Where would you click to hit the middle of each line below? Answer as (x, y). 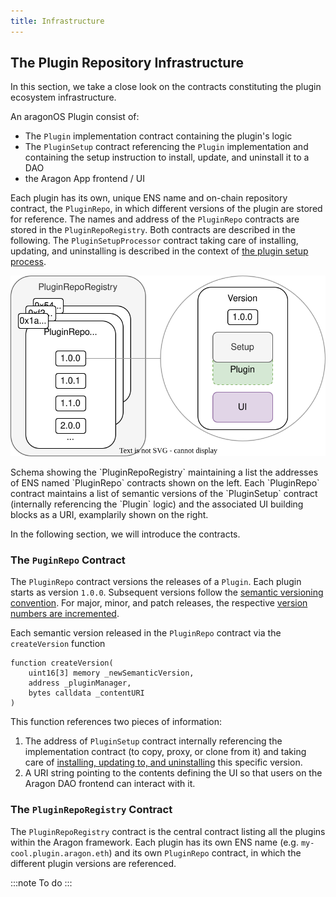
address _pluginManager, (80, 683)
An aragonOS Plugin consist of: (75, 117)
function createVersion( (62, 663)
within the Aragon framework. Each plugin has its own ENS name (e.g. (154, 842)
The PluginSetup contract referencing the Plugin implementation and (166, 147)
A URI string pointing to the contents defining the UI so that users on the (173, 773)
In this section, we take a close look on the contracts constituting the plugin (166, 87)
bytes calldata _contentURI (86, 693)
